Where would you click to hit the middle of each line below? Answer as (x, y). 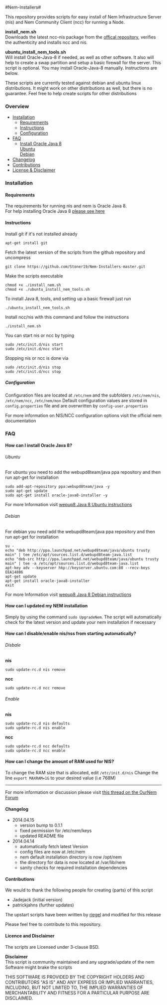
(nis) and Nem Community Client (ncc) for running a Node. (65, 22)
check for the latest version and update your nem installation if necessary (81, 622)
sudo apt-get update (27, 491)
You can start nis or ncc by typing (40, 335)
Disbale (13, 645)
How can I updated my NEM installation (46, 606)
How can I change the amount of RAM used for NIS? (60, 761)
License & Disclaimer (34, 170)
